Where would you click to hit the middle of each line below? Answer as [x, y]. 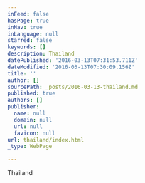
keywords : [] [27, 47]
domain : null [33, 120]
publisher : [23, 107]
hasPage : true [28, 21]
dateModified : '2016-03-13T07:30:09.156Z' [71, 67]
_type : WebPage [30, 147]
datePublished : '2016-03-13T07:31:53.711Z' [73, 61]
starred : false [30, 41]
